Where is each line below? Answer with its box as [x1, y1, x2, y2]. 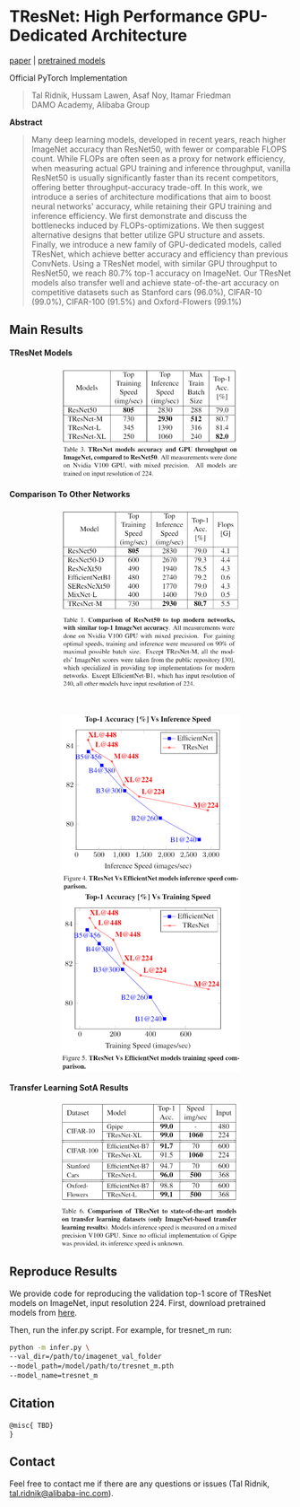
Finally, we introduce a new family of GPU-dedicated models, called [30, 239, 282, 250]
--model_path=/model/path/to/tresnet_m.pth [9, 1362, 175, 1371]
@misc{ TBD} [9, 1421, 54, 1430]
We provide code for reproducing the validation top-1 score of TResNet [9, 1288, 271, 1299]
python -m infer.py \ [9, 1343, 90, 1352]
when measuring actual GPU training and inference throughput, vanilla [30, 162, 291, 173]
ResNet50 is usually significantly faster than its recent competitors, [30, 172, 279, 183]
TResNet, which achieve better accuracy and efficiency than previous [30, 249, 288, 259]
